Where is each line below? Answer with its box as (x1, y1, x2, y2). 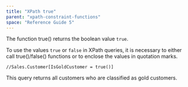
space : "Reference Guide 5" (6, 19, 75, 25)
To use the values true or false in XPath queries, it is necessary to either (6, 47, 182, 54)
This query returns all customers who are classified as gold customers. (6, 74, 177, 82)
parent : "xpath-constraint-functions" (6, 14, 101, 20)
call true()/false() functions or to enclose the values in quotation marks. (6, 53, 178, 60)
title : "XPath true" (6, 8, 57, 15)
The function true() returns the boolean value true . (6, 36, 129, 43)
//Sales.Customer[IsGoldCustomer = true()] (6, 64, 114, 70)
